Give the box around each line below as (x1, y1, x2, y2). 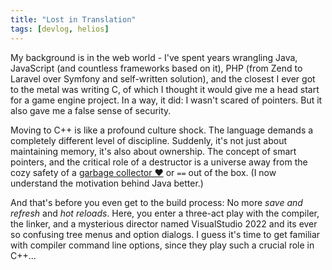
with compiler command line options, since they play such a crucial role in (10, 239, 315, 251)
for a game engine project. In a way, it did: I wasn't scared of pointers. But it (10, 94, 323, 106)
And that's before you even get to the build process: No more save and (10, 196, 303, 208)
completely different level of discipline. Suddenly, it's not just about (10, 134, 288, 146)
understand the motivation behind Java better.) (10, 177, 204, 189)
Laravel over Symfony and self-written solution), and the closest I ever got (10, 72, 316, 85)
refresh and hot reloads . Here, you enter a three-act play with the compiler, (10, 207, 320, 219)
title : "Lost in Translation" (10, 14, 137, 25)
